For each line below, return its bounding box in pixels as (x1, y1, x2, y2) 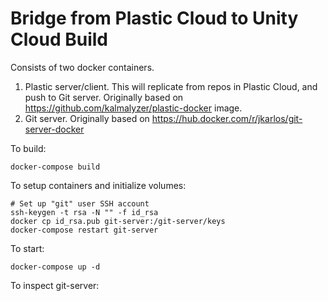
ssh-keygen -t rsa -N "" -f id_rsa (10, 207, 159, 217)
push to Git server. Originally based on (24, 91, 184, 103)
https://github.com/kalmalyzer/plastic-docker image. (24, 102, 243, 114)
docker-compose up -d (10, 262, 101, 272)
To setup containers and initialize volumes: (10, 179, 187, 191)
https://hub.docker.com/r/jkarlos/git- (151, 112, 303, 124)
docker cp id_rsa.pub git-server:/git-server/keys (10, 216, 226, 226)
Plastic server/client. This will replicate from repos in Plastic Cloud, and (24, 80, 318, 92)
